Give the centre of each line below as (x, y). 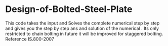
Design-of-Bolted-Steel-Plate (69, 9)
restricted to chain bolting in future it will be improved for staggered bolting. (84, 33)
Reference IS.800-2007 (30, 39)
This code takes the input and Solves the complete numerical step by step (82, 23)
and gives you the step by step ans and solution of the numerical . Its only (82, 28)
